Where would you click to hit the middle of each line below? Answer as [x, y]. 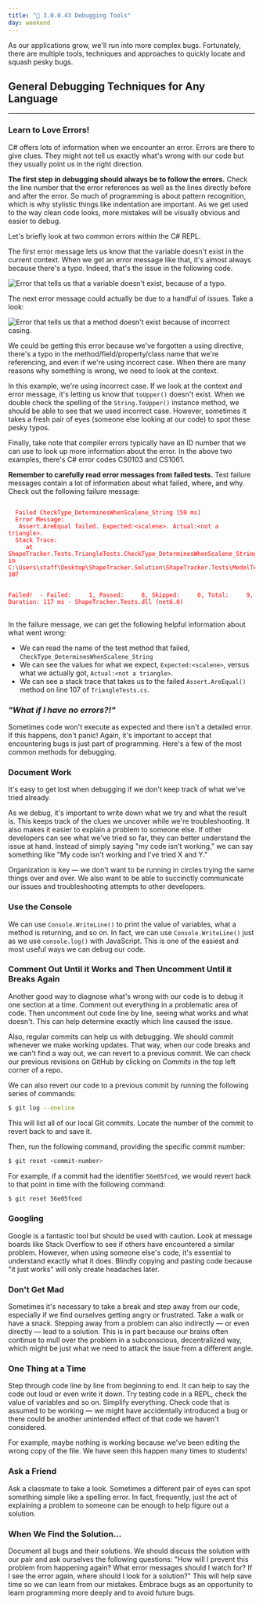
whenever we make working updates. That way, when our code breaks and [129, 1044]
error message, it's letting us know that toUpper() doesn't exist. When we [126, 394]
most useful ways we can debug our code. [77, 949]
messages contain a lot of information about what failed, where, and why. [126, 483]
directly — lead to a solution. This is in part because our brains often [118, 1332]
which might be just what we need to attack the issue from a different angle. [131, 1348]
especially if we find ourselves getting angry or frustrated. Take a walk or [126, 1315]
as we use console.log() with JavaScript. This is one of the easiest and [123, 941]
